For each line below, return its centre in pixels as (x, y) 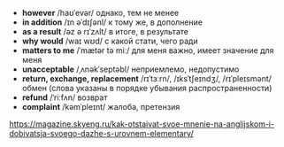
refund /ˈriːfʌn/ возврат (65, 97)
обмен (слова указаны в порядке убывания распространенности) (147, 88)
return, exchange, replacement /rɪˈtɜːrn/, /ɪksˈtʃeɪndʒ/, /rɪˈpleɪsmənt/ (147, 78)
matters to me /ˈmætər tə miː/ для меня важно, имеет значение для (148, 50)
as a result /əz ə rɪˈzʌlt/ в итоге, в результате (105, 31)
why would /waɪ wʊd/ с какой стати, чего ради (110, 41)
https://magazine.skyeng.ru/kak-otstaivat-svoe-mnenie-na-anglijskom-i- (142, 124)
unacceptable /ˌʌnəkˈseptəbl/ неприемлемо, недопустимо (130, 69)
